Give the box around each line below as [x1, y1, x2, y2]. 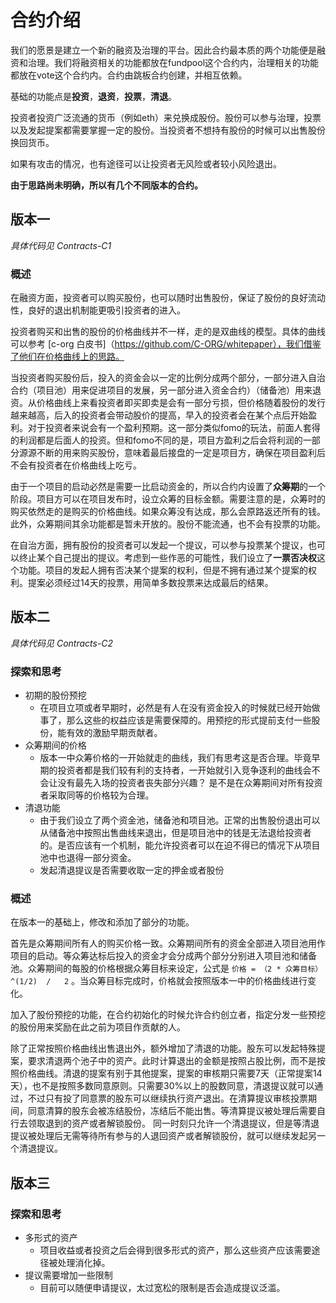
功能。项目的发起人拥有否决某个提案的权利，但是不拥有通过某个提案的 [18, 564, 308, 576]
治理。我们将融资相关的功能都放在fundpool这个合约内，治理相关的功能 [27, 56, 320, 68]
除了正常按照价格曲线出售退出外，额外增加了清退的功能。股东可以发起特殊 [10, 1042, 317, 1055]
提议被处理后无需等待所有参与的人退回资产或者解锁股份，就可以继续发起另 [10, 1130, 317, 1142]
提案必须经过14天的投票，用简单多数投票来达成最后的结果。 [27, 577, 274, 589]
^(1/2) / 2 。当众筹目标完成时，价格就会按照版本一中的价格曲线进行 [10, 975, 308, 987]
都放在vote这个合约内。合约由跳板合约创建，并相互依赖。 [10, 69, 248, 81]
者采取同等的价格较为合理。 [39, 789, 155, 801]
